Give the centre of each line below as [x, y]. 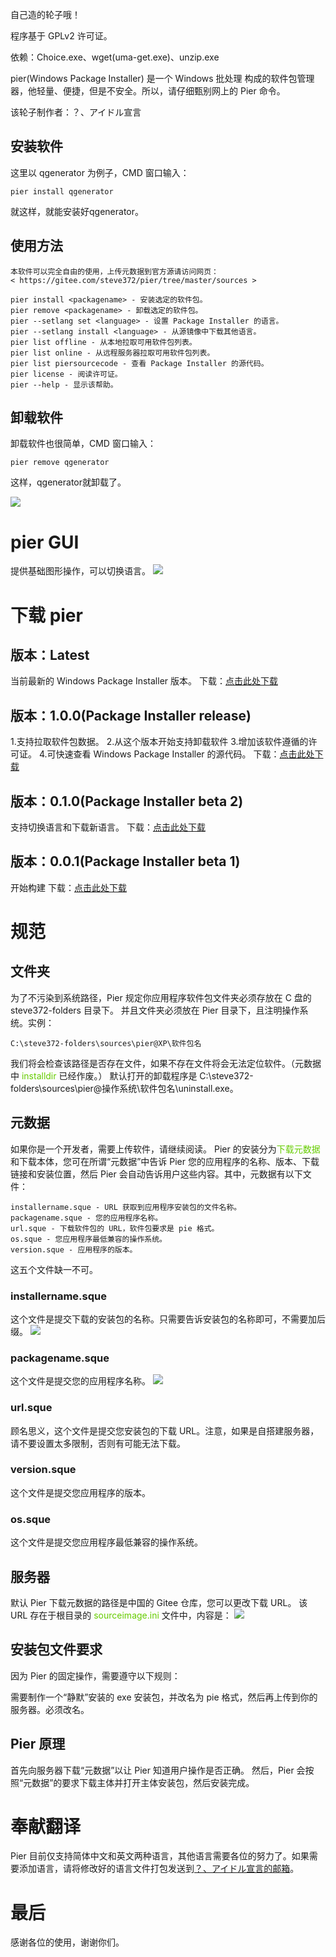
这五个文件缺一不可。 [54, 1269]
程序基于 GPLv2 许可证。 [61, 36]
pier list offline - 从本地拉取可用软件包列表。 [103, 342]
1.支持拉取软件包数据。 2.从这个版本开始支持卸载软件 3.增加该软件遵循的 [159, 742]
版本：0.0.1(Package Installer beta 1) [125, 861]
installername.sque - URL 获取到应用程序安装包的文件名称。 [126, 1207]
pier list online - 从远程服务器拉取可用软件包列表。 [112, 353]
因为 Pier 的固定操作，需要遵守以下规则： [95, 1675]
